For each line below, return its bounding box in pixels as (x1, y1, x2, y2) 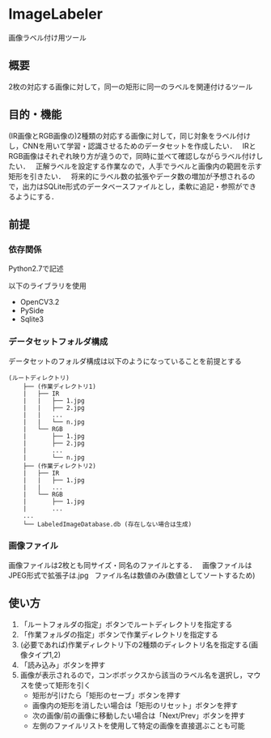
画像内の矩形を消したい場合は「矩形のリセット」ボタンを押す (32, 700, 239, 710)
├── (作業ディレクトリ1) (23, 382, 97, 390)
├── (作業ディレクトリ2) (23, 462, 97, 470)
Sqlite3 (19, 314, 44, 324)
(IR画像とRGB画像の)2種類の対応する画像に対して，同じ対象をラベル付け (8, 130, 251, 140)
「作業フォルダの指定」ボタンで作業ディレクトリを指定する (19, 629, 218, 639)
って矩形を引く (41, 680, 91, 689)
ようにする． (15, 191, 59, 201)
